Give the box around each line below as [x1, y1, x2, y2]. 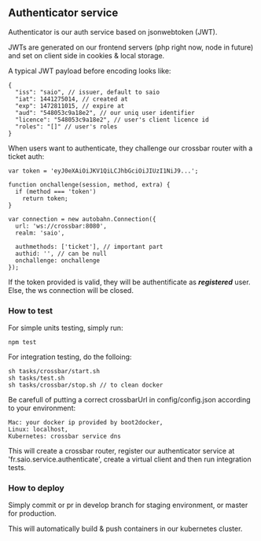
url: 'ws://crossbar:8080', [15, 222, 108, 230]
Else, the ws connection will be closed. [8, 285, 134, 295]
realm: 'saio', [15, 228, 65, 237]
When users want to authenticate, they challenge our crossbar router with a [8, 143, 253, 153]
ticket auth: [8, 151, 45, 161]
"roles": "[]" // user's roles [15, 122, 118, 131]
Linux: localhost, [8, 425, 68, 434]
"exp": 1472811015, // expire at [15, 102, 125, 109]
